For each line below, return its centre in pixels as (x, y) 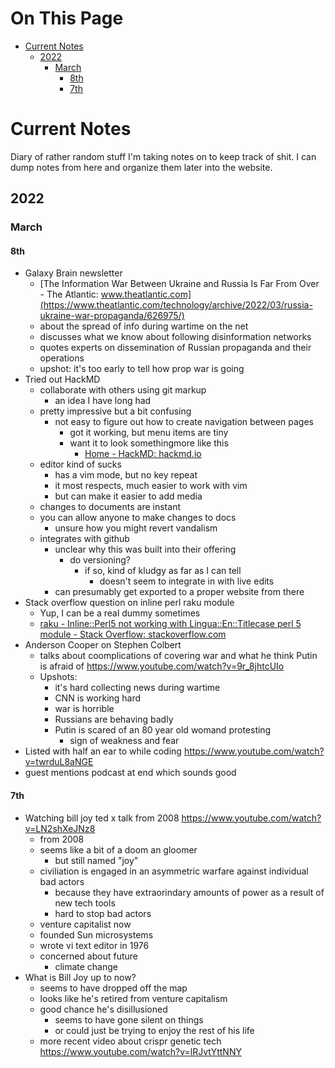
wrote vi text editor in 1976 (94, 945)
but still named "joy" (96, 860)
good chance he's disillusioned (103, 1009)
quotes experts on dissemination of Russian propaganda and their (175, 348)
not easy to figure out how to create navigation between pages (184, 422)
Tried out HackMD (62, 379)
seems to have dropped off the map (113, 988)
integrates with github (84, 539)
